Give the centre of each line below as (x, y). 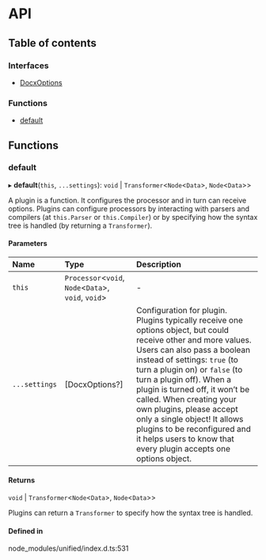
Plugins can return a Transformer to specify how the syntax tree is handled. (131, 513)
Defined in (26, 531)
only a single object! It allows (190, 419)
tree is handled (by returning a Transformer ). (80, 225)
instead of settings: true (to (187, 360)
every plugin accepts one (183, 449)
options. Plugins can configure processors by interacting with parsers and (129, 208)
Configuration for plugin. (182, 311)
